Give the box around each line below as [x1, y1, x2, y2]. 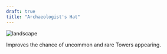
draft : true [6, 8, 35, 15]
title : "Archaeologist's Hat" [6, 14, 81, 20]
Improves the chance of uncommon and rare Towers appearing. [6, 41, 161, 48]
